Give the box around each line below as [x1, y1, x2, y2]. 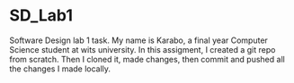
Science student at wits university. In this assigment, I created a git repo [9, 44, 276, 54]
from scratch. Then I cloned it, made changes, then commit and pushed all [9, 54, 285, 64]
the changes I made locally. [9, 63, 111, 74]
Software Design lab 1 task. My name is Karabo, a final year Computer [9, 35, 268, 46]
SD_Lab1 [9, 5, 74, 26]
